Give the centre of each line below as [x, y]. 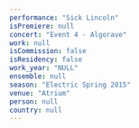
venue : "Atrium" [40, 93]
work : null [30, 43]
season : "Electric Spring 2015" [70, 85]
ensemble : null [38, 77]
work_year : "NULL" [44, 69]
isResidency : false [46, 59]
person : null [34, 101]
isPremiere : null [42, 26]
